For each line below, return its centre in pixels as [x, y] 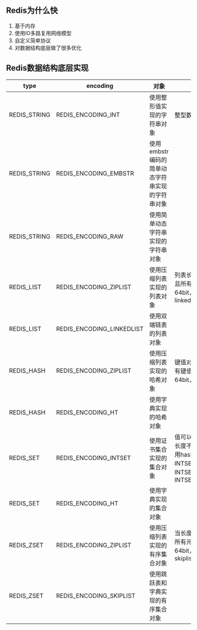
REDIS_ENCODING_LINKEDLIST [100, 328]
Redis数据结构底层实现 [47, 68]
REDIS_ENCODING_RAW [90, 236]
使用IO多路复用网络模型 [43, 33]
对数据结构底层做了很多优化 [48, 48]
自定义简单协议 [33, 40]
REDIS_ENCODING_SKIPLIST [96, 595]
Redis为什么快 [32, 11]
